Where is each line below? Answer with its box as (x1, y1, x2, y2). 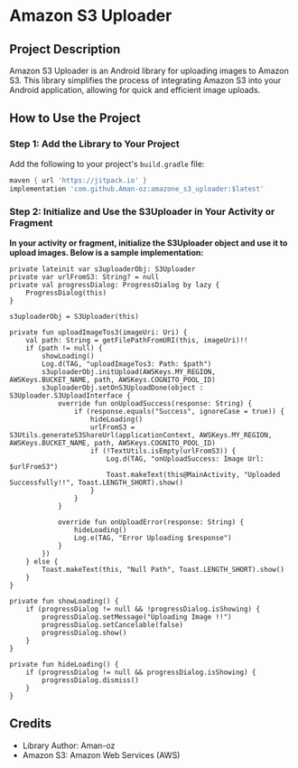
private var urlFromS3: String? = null (9, 272, 160, 281)
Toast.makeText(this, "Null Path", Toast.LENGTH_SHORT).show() (42, 565, 284, 574)
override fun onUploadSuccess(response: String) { (57, 398, 253, 407)
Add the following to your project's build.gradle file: (9, 158, 205, 169)
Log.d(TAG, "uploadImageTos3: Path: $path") (42, 359, 212, 369)
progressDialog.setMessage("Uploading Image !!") (42, 612, 232, 622)
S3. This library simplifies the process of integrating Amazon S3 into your (9, 75, 282, 86)
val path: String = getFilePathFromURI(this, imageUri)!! (25, 335, 248, 344)
